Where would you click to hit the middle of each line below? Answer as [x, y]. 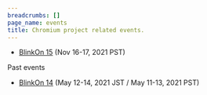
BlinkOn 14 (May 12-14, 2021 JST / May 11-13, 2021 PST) [109, 82]
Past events [26, 68]
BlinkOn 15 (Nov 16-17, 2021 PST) [72, 53]
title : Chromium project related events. [76, 30]
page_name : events [37, 23]
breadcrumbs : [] [34, 15]
